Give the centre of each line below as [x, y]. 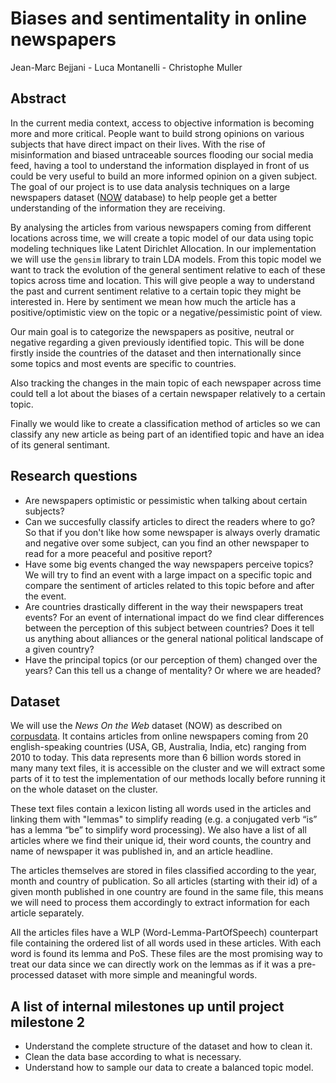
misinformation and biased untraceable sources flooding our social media [162, 154]
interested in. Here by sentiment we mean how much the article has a [153, 301]
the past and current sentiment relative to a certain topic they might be [156, 291]
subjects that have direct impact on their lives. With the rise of [138, 144]
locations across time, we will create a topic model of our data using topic [162, 238]
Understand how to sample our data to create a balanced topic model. [169, 1068]
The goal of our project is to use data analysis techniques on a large [150, 186]
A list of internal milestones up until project [147, 1006]
